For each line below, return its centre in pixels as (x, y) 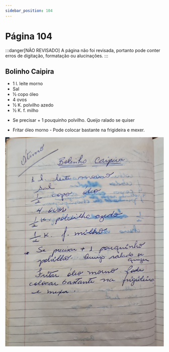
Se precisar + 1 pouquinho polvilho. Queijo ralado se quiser (73, 120)
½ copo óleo (25, 94)
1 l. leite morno (28, 84)
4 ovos (20, 100)
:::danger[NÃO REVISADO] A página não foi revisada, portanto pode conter (83, 50)
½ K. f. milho (25, 111)
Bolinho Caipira (30, 71)
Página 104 (29, 36)
